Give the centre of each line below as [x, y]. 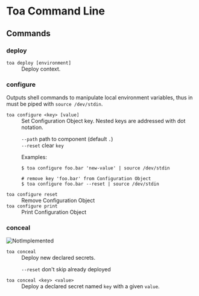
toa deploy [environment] [39, 63]
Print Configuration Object [54, 212]
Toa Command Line [56, 11]
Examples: [34, 157]
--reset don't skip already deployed [66, 269]
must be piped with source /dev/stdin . [55, 104]
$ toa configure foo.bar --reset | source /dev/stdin [90, 184]
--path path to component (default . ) [67, 139]
